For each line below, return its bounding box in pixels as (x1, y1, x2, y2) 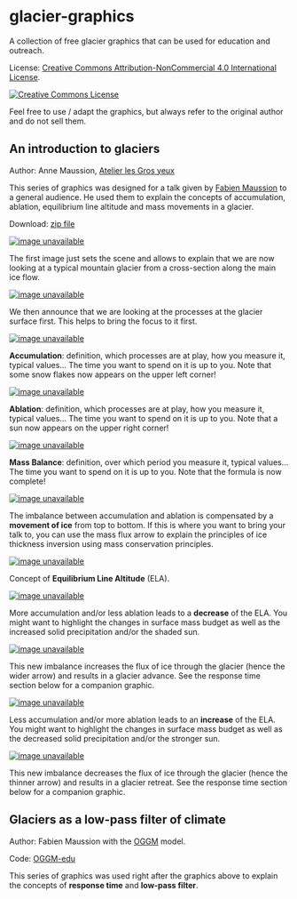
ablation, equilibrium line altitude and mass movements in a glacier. (9, 201, 254, 212)
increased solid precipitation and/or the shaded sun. (9, 626, 200, 637)
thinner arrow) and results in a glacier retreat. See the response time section (9, 776, 288, 788)
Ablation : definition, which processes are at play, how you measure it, (9, 403, 265, 414)
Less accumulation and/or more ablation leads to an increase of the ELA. (9, 714, 277, 725)
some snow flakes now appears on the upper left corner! (9, 369, 216, 380)
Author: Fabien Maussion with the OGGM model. (9, 836, 186, 847)
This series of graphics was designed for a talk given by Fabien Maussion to (9, 182, 287, 193)
